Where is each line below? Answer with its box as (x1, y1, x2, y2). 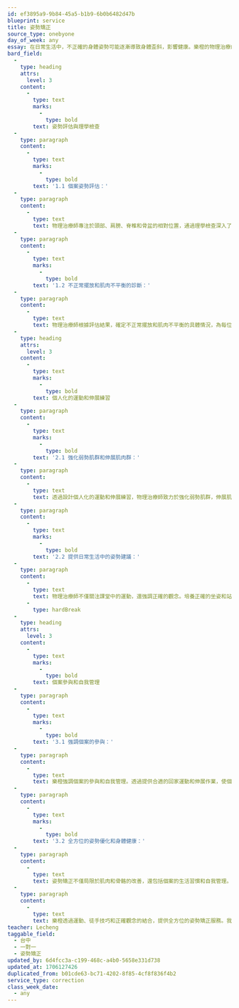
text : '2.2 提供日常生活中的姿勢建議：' (33, 553, 140, 560)
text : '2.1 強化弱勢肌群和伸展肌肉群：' (33, 453, 140, 461)
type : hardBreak (33, 606, 81, 613)
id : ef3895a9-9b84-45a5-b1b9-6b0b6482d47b (7, 10, 135, 18)
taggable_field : (7, 930, 55, 938)
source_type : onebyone (7, 30, 75, 38)
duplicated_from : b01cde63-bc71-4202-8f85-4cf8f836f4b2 (7, 970, 176, 977)
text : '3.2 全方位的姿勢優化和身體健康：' (33, 838, 146, 845)
